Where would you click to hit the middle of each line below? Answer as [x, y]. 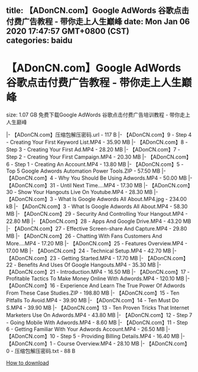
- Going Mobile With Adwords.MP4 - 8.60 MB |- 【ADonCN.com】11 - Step [97, 323]
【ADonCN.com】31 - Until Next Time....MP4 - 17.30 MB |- [77, 186]
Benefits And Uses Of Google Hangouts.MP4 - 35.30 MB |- [89, 265]
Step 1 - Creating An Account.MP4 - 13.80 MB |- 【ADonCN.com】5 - [99, 164]
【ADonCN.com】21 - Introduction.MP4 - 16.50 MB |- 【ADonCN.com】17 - [98, 272]
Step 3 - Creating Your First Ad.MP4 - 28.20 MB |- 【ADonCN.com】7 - [93, 150]
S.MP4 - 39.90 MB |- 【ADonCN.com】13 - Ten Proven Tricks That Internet [98, 308]
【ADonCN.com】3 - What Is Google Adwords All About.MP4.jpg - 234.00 [97, 199]
